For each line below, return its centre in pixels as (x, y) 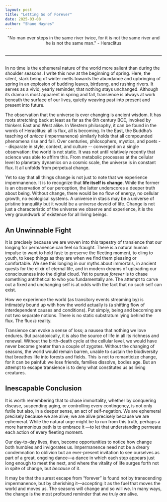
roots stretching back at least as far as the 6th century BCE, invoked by (78, 120)
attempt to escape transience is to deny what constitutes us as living (75, 367)
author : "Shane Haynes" (30, 24)
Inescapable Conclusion (43, 389)
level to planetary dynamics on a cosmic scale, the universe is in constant (81, 163)
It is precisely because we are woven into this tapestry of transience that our (83, 242)
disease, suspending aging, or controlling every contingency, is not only (79, 406)
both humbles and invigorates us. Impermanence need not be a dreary (78, 447)
